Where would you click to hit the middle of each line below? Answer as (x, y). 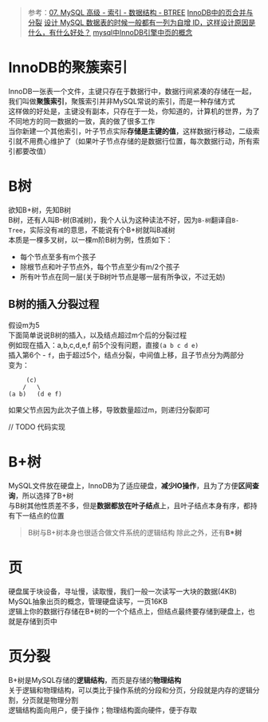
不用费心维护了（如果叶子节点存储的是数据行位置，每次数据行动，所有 (137, 141)
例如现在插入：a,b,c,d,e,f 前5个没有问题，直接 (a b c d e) (104, 345)
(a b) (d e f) (35, 394)
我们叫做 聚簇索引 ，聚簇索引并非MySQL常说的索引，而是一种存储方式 (122, 101)
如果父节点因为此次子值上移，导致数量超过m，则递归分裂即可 (109, 409)
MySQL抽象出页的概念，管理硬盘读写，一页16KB (88, 601)
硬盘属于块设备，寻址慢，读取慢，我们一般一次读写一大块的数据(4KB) (122, 591)
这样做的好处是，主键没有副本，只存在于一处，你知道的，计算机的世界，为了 (134, 111)
